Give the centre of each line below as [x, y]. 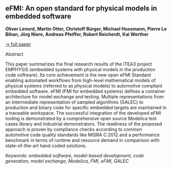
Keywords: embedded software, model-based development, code [75, 155]
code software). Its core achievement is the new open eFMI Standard [78, 75]
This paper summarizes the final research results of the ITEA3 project [79, 64]
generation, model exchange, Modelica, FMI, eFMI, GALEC [67, 161]
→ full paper [18, 44]
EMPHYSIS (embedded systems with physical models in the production [80, 69]
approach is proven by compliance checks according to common [74, 129]
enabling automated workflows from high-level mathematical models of [81, 80]
